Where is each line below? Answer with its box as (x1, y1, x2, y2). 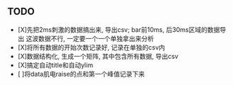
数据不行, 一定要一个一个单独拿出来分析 (38, 34, 154, 42)
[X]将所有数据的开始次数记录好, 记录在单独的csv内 (17, 42, 166, 52)
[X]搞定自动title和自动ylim (17, 60, 94, 69)
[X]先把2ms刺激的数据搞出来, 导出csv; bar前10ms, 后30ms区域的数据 (17, 25, 220, 34)
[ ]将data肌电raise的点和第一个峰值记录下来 (17, 69, 145, 78)
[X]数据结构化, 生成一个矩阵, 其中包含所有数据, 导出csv (17, 52, 179, 60)
